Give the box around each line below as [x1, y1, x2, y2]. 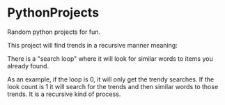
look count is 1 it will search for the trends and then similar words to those [7, 82, 219, 90]
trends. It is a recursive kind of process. [7, 90, 121, 98]
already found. [7, 61, 49, 70]
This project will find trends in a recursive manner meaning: [7, 41, 178, 49]
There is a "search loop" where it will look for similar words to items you [7, 54, 214, 63]
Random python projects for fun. [7, 28, 101, 36]
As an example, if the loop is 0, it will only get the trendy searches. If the [7, 75, 215, 84]
